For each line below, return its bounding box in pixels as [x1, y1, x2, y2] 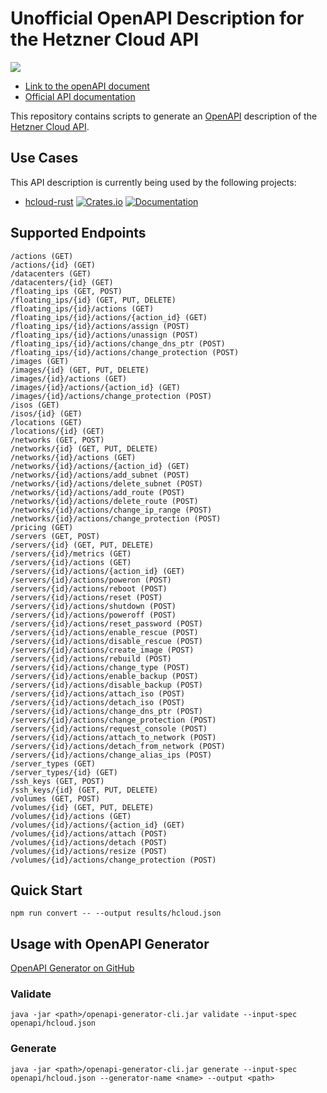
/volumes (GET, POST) [10, 793, 101, 804]
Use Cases [10, 150, 79, 167]
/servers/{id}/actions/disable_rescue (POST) [10, 636, 203, 646]
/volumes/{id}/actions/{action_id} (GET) [10, 820, 186, 830]
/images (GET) [10, 356, 70, 366]
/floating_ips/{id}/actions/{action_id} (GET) [10, 312, 208, 322]
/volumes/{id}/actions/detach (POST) [10, 837, 168, 847]
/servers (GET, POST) [10, 531, 101, 541]
